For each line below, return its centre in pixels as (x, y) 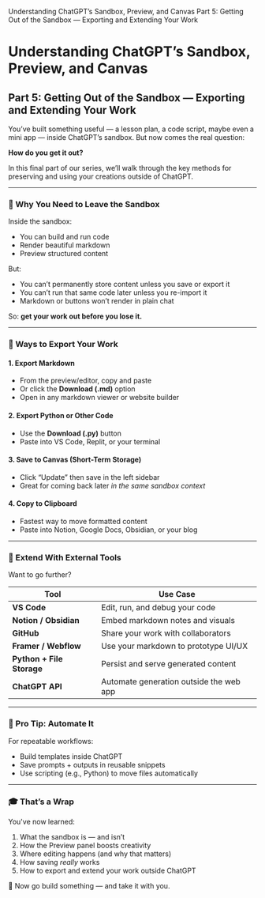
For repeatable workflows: (51, 741)
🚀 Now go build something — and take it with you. (89, 885)
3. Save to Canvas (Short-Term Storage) (75, 460)
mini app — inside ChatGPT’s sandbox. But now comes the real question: (127, 137)
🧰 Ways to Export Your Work (63, 345)
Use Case (177, 594)
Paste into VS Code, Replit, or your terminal (90, 441)
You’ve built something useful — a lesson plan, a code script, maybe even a (131, 129)
